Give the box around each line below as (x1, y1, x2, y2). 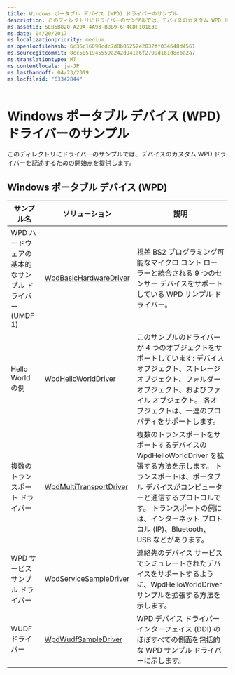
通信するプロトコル (150, 493, 215, 502)
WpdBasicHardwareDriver (44, 273, 131, 283)
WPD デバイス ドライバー (136, 614, 220, 624)
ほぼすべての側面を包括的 (136, 635, 220, 645)
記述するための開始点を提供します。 (31, 159, 136, 167)
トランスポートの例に (151, 503, 222, 513)
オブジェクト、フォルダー (136, 375, 221, 385)
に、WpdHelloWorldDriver (136, 580, 222, 589)
